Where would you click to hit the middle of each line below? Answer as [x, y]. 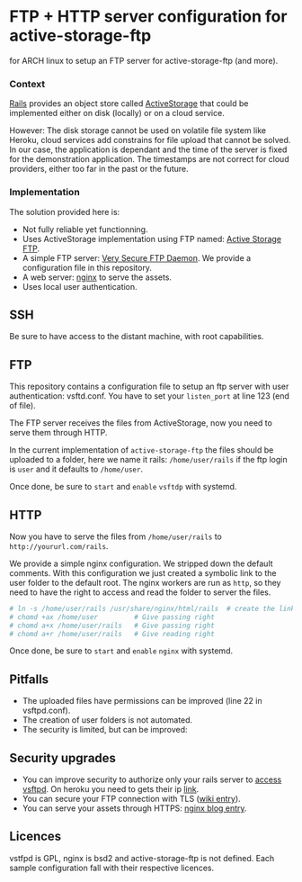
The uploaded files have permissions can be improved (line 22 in [142, 701]
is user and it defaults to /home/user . [76, 469]
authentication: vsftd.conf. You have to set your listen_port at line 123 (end [150, 396]
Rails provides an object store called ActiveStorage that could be [129, 103]
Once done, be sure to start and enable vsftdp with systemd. [123, 487]
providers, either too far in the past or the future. [99, 169]
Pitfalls [29, 679]
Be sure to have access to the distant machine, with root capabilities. [137, 337]
